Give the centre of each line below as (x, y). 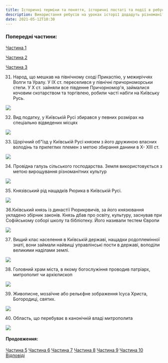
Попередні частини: (31, 37)
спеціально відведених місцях (45, 122)
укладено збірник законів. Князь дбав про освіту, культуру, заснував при (84, 215)
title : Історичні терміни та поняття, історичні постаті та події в (78, 10)
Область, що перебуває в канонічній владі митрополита (73, 318)
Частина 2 (17, 57)
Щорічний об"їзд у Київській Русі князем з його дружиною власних (85, 141)
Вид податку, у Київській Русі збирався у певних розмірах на (78, 117)
